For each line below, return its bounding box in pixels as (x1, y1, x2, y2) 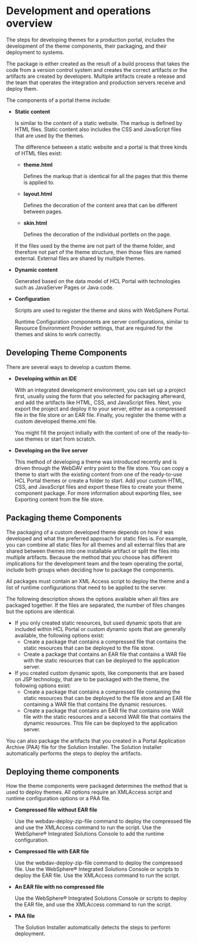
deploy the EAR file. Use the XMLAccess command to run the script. (14, 872, 181, 879)
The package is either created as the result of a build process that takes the (6, 60, 190, 67)
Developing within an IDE (14, 374, 78, 382)
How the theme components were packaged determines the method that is (6, 783, 188, 790)
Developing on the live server (14, 446, 88, 454)
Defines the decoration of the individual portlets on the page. (23, 231, 172, 238)
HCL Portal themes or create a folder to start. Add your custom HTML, (14, 477, 185, 484)
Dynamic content (14, 266, 58, 273)
